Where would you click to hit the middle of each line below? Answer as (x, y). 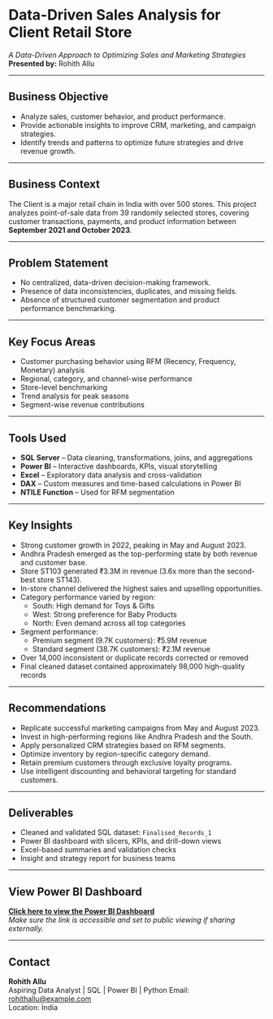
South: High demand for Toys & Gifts (93, 605)
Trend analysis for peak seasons (75, 396)
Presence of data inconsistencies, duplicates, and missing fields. (129, 292)
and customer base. (54, 562)
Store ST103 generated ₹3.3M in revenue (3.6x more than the (123, 571)
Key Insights (41, 526)
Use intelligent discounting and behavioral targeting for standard (128, 771)
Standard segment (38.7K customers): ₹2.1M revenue (121, 648)
